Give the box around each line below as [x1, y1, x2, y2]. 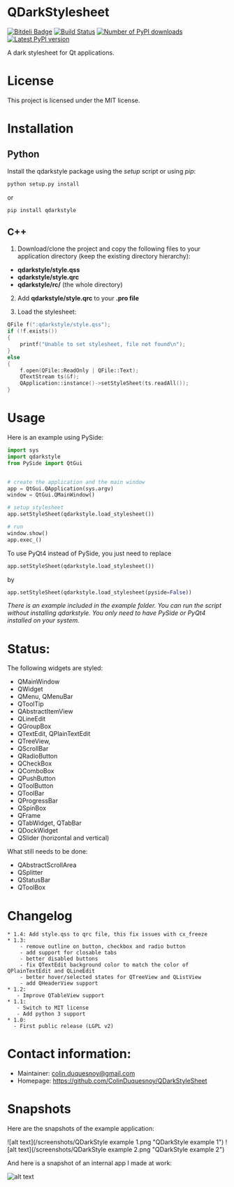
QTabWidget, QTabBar [17, 819, 82, 827]
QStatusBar [17, 876, 51, 884]
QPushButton [17, 775, 56, 783]
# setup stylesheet [7, 504, 64, 511]
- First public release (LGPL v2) [13, 1023, 114, 1030]
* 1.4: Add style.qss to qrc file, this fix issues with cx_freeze [7, 931, 208, 938]
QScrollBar [17, 744, 49, 753]
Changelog [7, 908, 73, 924]
